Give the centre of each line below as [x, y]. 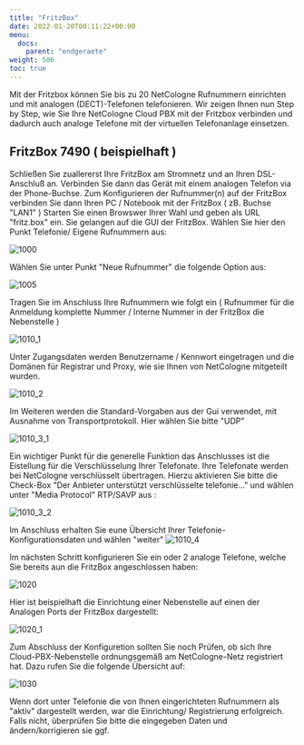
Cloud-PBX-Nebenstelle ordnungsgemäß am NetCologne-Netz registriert [147, 656]
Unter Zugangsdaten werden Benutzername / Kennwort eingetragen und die [152, 356]
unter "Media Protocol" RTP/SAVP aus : [83, 494]
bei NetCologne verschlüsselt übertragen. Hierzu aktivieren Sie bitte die [144, 475]
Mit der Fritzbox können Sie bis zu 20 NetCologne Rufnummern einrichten [148, 94]
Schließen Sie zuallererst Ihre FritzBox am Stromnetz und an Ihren [132, 174]
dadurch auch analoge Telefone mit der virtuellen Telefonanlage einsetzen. [149, 123]
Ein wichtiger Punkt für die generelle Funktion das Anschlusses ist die [140, 456]
